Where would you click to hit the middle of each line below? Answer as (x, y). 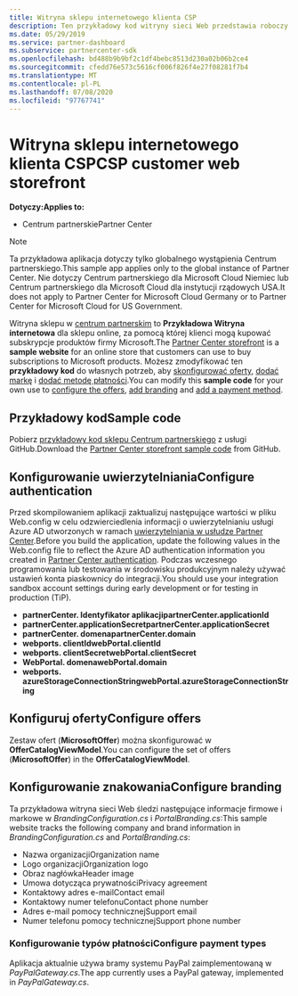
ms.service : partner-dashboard (67, 42)
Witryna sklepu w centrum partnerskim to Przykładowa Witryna (127, 324)
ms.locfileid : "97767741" (57, 100)
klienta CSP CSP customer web (125, 164)
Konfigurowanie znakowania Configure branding (145, 787)
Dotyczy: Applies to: (47, 207)
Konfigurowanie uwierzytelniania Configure (132, 477)
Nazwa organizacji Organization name (91, 854)
